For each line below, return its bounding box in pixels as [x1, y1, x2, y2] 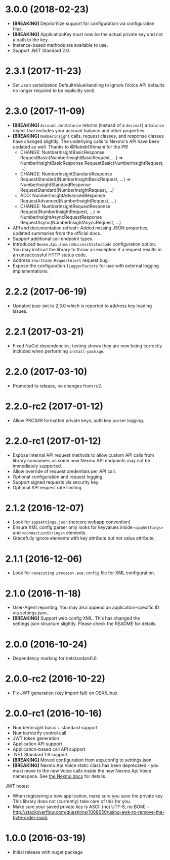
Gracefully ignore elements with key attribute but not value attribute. [12, 535, 155, 541]
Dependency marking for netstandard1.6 [12, 655, 97, 662]
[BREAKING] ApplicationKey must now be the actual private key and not [12, 31, 163, 37]
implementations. [12, 268, 49, 274]
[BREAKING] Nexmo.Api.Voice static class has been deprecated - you [12, 762, 159, 768]
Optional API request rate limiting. [12, 484, 83, 490]
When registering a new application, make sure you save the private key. [12, 793, 164, 799]
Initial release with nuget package [12, 849, 83, 855]
